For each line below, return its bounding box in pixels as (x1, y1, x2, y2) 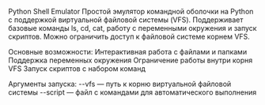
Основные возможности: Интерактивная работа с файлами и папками (8, 47, 248, 56)
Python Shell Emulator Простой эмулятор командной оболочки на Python (8, 7, 254, 16)
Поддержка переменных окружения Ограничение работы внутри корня (8, 55, 253, 65)
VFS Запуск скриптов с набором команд (8, 64, 146, 73)
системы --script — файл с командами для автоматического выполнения (8, 88, 257, 97)
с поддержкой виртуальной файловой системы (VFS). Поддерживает (8, 15, 244, 24)
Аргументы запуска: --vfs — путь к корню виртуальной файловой (8, 79, 232, 88)
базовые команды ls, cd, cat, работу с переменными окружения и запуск (8, 24, 257, 32)
